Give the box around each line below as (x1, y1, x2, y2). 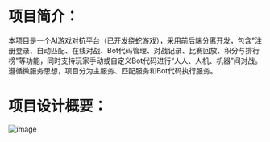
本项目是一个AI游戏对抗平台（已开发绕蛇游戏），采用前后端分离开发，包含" (8, 35, 255, 45)
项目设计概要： (8, 98, 108, 115)
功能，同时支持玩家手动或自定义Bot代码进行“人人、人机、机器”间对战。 (25, 56, 262, 65)
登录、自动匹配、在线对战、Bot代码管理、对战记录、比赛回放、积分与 (15, 45, 246, 55)
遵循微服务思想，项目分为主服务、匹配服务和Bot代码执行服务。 (8, 65, 218, 75)
